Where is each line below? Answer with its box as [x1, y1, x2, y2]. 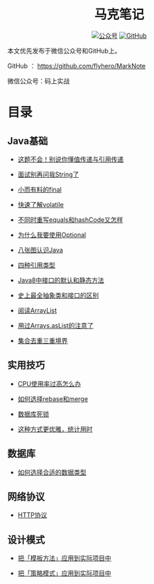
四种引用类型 [17, 260, 55, 269]
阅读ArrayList [17, 306, 57, 314]
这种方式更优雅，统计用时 [17, 425, 93, 433]
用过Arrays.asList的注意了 [17, 321, 94, 329]
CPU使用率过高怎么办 [17, 379, 82, 388]
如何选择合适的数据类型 [17, 467, 87, 477]
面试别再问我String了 [17, 170, 79, 179]
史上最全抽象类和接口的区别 [17, 291, 99, 299]
